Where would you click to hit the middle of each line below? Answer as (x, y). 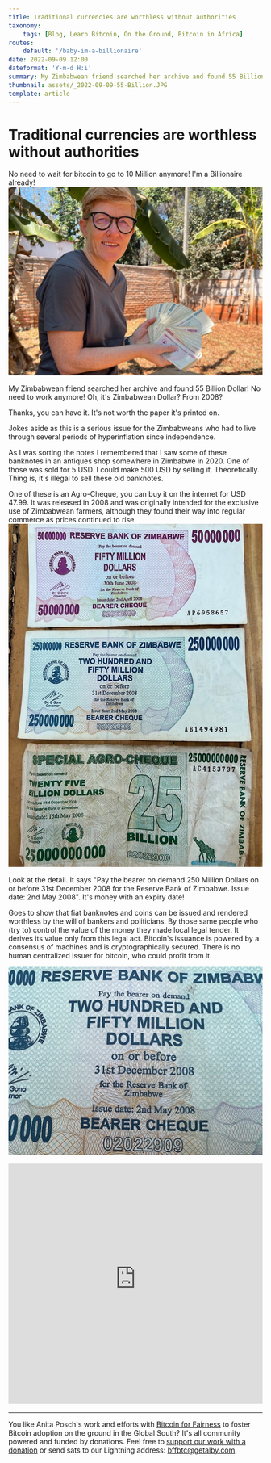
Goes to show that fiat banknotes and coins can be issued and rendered (128, 913)
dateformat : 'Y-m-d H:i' (50, 69)
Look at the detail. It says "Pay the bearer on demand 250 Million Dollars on (134, 880)
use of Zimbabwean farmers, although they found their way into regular (127, 511)
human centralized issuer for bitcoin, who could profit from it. (110, 956)
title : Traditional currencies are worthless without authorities (122, 17)
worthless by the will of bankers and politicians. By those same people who (133, 921)
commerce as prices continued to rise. (73, 519)
